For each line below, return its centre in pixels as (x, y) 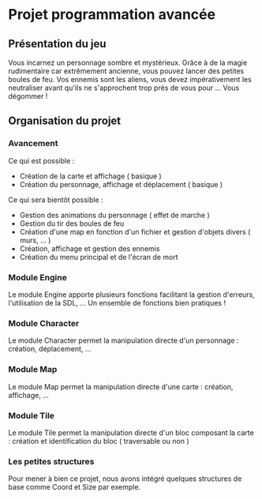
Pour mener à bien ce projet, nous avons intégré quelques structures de (125, 478)
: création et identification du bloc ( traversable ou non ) (99, 441)
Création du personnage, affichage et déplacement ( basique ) (121, 184)
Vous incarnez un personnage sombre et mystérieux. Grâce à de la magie (128, 62)
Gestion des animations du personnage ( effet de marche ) (115, 215)
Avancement (33, 144)
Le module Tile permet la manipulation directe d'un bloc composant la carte (131, 433)
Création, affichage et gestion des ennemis (90, 248)
